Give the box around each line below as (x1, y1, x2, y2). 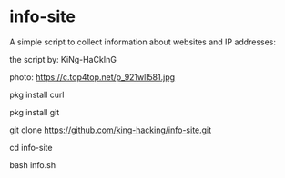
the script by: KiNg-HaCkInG (9, 54, 117, 64)
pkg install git (9, 106, 60, 117)
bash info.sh (9, 159, 56, 170)
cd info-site (9, 142, 53, 153)
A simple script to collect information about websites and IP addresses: (9, 36, 276, 47)
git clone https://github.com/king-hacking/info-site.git (9, 124, 212, 135)
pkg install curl (9, 89, 65, 100)
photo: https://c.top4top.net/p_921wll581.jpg (9, 71, 176, 83)
